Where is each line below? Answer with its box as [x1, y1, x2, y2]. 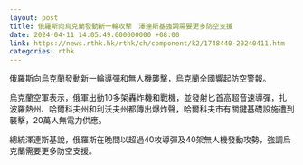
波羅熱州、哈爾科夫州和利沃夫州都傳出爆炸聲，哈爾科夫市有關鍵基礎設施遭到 [9, 103, 295, 114]
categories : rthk [9, 47, 75, 56]
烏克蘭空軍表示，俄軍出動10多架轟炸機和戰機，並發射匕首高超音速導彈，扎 [9, 92, 288, 103]
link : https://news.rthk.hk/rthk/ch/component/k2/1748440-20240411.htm [9, 38, 285, 48]
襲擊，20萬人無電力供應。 [9, 115, 107, 126]
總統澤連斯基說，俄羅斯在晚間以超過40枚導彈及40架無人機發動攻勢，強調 [9, 134, 283, 145]
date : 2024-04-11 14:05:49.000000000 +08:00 [9, 30, 180, 39]
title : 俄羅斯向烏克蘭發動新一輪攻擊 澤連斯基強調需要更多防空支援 [9, 22, 233, 31]
